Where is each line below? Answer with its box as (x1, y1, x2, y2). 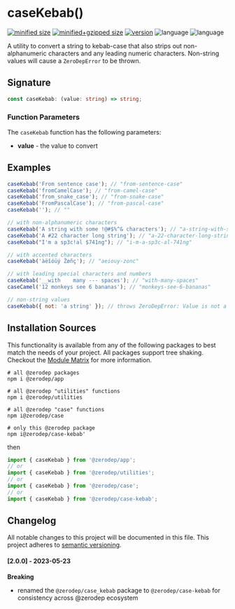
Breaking (7, 573, 34, 581)
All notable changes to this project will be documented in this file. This (7, 533, 210, 542)
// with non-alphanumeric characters (7, 219, 117, 226)
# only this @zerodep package (7, 424, 96, 432)
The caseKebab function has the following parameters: (7, 128, 162, 136)
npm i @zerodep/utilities (7, 394, 83, 401)
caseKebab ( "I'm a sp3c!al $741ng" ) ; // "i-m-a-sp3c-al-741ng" (7, 238, 192, 246)
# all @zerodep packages (7, 369, 80, 376)
